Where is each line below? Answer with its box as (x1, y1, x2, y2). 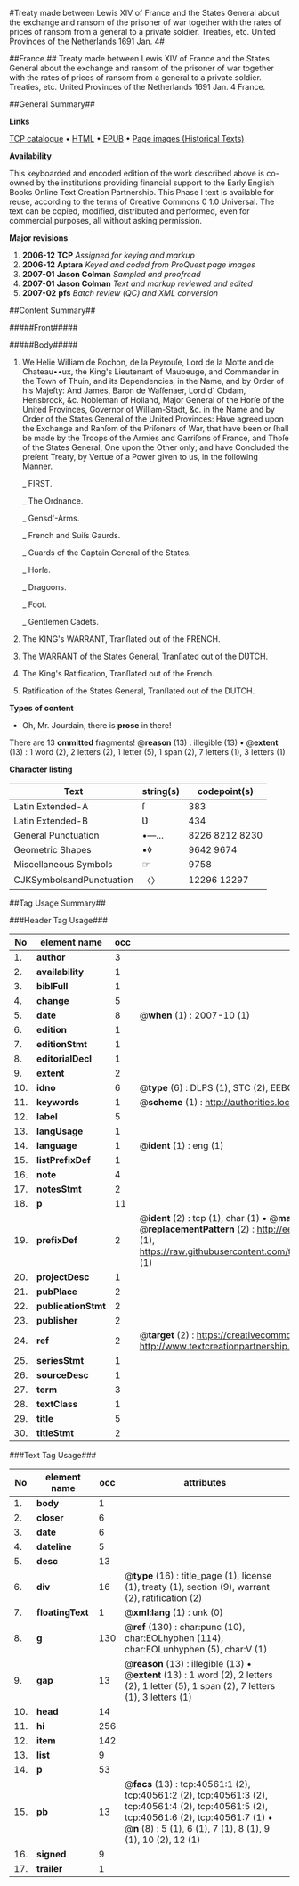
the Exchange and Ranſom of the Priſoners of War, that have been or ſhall (21, 423, 289, 433)
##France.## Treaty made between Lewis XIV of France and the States (9, 53, 270, 63)
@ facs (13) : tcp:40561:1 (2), (124, 1778, 251, 1790)
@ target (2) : (139, 1329, 195, 1341)
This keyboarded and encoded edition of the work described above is (9, 168, 265, 178)
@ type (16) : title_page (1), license (124, 1570, 272, 1581)
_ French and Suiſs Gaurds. (21, 530, 121, 540)
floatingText (36, 1606, 89, 1619)
